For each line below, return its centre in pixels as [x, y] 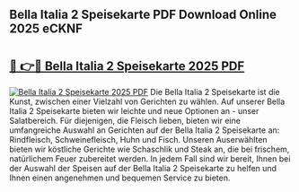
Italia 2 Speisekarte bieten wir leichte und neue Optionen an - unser [134, 111]
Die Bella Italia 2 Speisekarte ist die [215, 92]
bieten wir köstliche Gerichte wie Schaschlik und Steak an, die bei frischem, [149, 149]
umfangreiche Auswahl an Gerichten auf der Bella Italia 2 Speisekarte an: [145, 130]
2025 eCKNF [46, 29]
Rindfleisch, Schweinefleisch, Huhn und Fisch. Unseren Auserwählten [138, 140]
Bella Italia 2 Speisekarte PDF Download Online [143, 15]
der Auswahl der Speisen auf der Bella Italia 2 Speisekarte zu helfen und [143, 168]
